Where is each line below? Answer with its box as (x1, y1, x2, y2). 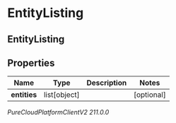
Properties (7, 57, 55, 69)
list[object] (43, 90, 80, 100)
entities (11, 90, 37, 100)
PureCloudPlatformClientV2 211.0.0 (7, 108, 110, 117)
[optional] (133, 90, 166, 100)
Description (86, 78, 127, 88)
